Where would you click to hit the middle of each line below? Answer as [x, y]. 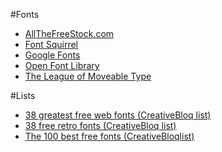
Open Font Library [62, 65]
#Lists [23, 95]
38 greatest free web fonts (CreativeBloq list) [118, 115]
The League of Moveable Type [88, 76]
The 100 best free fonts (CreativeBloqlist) [109, 136]
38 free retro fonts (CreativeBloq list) [100, 125]
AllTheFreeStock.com [69, 33]
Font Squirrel [51, 44]
